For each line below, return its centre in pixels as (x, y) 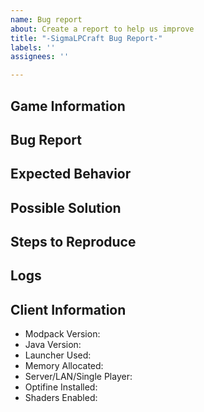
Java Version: (53, 345)
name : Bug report (46, 19)
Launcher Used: (58, 355)
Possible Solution (66, 207)
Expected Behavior (71, 174)
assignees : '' (40, 57)
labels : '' (33, 47)
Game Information (68, 106)
